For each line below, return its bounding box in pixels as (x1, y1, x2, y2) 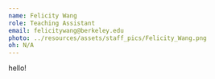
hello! (8, 63, 27, 73)
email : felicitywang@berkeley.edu (8, 26, 125, 34)
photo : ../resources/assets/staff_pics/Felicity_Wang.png (8, 34, 207, 42)
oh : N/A (8, 41, 35, 49)
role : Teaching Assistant (8, 19, 95, 27)
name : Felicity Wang (8, 11, 78, 20)
